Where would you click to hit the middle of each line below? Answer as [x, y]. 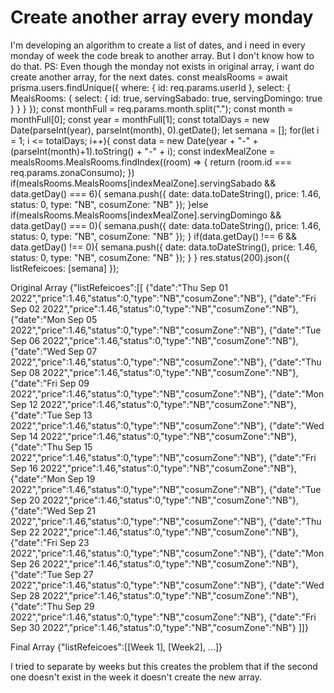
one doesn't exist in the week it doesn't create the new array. [136, 677]
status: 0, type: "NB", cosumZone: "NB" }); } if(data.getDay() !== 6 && [154, 236]
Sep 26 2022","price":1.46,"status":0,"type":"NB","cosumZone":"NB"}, [154, 563]
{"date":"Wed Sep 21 [53, 510]
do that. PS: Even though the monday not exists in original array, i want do [162, 66]
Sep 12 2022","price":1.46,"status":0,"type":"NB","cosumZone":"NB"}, [153, 404]
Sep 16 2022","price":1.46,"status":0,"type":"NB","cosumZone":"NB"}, [153, 468]
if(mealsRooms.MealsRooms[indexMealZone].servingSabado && [143, 183]
